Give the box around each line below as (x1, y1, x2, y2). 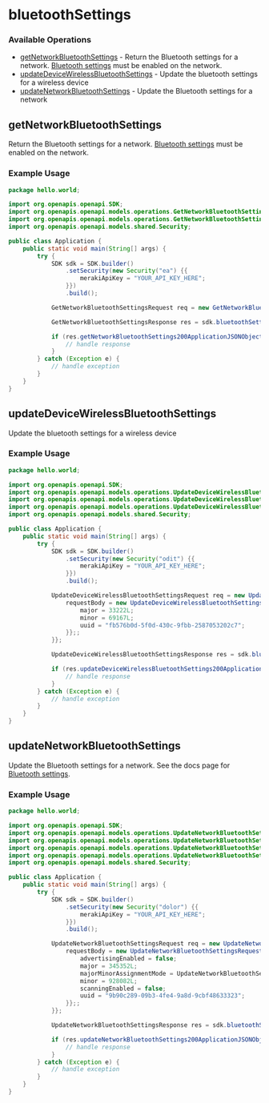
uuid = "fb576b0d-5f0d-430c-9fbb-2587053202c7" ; (79, 621, 246, 629)
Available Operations (8, 34, 92, 46)
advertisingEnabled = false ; (79, 955, 178, 963)
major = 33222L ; (79, 606, 134, 614)
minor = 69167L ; (79, 614, 134, 622)
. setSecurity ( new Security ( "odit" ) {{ (65, 555, 195, 563)
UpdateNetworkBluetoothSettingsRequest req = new (50, 940, 220, 948)
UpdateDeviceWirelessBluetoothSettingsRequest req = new (50, 592, 246, 600)
